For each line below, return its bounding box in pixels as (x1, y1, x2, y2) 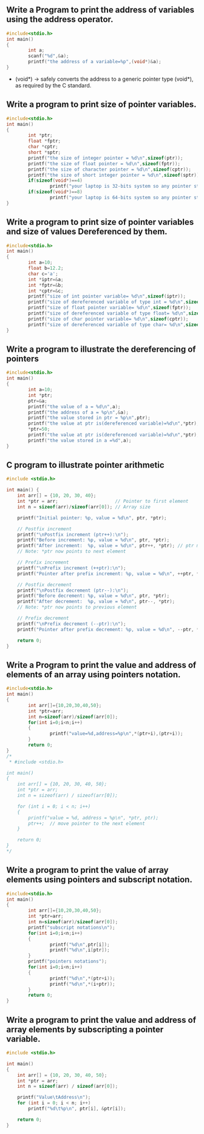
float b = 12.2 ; (28, 265, 64, 272)
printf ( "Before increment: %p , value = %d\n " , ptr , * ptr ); (17, 537, 170, 543)
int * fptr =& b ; (28, 282, 64, 288)
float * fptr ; (28, 138, 61, 145)
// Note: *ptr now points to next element (17, 548, 126, 555)
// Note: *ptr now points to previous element (17, 604, 137, 610)
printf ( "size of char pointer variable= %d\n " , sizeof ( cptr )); (28, 316, 189, 322)
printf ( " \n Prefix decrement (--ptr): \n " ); (17, 621, 126, 627)
